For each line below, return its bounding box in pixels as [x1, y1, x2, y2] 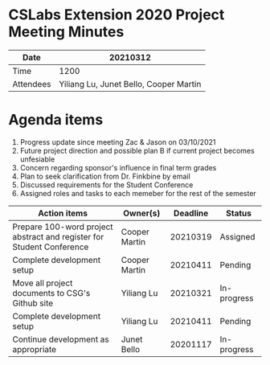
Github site [12, 297, 54, 309]
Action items [38, 207, 88, 219]
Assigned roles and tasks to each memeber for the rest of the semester [19, 188, 257, 198]
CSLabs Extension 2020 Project [8, 6, 225, 24]
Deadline [174, 207, 209, 219]
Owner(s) [123, 207, 161, 219]
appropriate [12, 343, 57, 355]
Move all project [12, 277, 73, 289]
